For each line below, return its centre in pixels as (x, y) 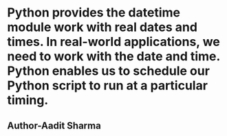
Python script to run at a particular (108, 86)
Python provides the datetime (94, 13)
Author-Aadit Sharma (54, 125)
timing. (28, 100)
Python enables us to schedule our (108, 71)
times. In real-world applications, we (113, 42)
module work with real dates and (102, 27)
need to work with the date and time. (113, 57)
